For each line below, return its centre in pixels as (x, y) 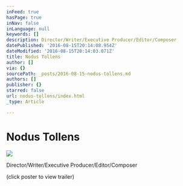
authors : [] (21, 79)
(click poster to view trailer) (40, 176)
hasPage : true (24, 18)
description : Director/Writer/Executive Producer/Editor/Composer (91, 40)
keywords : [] (23, 34)
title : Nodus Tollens (34, 57)
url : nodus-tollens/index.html (46, 96)
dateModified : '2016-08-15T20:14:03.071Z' (60, 51)
